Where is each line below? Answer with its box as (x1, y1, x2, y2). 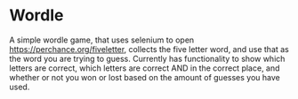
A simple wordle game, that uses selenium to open (9, 34, 195, 45)
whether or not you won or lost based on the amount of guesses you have (9, 72, 280, 82)
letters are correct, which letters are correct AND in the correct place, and (9, 63, 280, 73)
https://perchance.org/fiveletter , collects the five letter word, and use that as (9, 43, 289, 54)
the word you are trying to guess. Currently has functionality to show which (9, 53, 286, 64)
